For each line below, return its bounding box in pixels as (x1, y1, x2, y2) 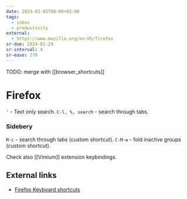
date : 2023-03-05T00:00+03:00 (6, 8, 80, 15)
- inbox (11, 19, 30, 25)
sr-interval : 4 (6, 47, 43, 53)
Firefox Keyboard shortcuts (14, 186, 81, 193)
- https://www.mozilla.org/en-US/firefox (11, 36, 114, 42)
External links (6, 170, 57, 180)
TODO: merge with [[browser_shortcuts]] (6, 68, 105, 75)
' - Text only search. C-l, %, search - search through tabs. (6, 108, 149, 115)
